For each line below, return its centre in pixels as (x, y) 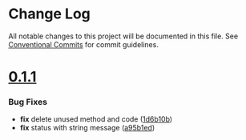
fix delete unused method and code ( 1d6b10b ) (96, 119)
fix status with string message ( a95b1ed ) (87, 128)
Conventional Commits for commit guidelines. (83, 44)
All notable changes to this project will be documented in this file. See (123, 36)
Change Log (49, 14)
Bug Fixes (28, 102)
